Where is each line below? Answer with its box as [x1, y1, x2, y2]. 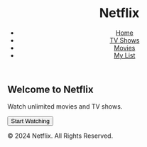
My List [114, 51, 136, 60]
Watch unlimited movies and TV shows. [7, 102, 123, 111]
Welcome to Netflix [7, 83, 94, 95]
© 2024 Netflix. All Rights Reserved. [7, 131, 114, 140]
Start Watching [11, 117, 50, 125]
